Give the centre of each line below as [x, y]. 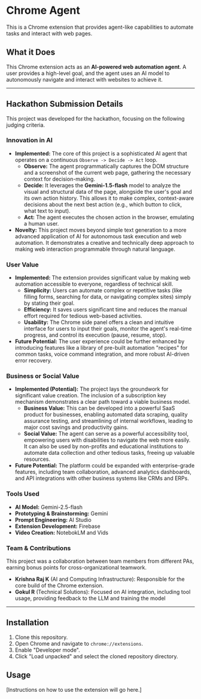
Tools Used [23, 494]
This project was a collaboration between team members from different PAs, [100, 561]
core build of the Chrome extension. [59, 586]
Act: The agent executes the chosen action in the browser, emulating [109, 217]
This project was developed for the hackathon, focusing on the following [95, 118]
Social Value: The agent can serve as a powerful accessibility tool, [106, 434]
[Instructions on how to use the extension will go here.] [74, 689]
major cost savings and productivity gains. [76, 427]
